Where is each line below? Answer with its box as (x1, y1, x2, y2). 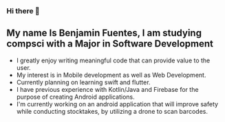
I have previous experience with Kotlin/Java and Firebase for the (16, 85, 199, 93)
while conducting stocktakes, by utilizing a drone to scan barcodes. (16, 107, 208, 115)
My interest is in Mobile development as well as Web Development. (16, 71, 206, 79)
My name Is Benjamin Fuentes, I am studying (6, 27, 202, 39)
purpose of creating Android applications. (16, 93, 135, 101)
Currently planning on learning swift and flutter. (16, 78, 151, 86)
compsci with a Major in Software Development (6, 38, 214, 50)
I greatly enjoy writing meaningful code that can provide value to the (16, 56, 211, 64)
